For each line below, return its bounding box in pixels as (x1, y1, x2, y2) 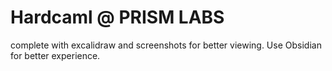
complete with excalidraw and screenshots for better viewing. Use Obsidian (10, 39, 322, 51)
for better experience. (10, 49, 101, 61)
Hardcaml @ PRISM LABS (10, 6, 225, 29)
